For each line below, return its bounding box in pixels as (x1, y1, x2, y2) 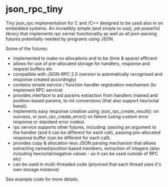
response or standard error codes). (12, 119, 85, 125)
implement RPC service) (12, 87, 63, 93)
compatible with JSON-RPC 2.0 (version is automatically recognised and (12, 71, 163, 77)
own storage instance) (12, 166, 59, 173)
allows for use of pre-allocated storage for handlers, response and (12, 60, 150, 66)
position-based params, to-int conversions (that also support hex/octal (12, 97, 159, 103)
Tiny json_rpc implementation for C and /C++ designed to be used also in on (5, 20, 163, 26)
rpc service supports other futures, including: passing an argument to (12, 124, 156, 130)
